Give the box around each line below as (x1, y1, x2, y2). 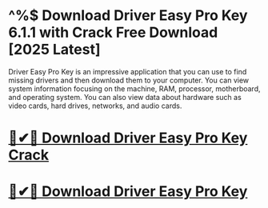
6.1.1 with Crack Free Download (8, 23, 218, 42)
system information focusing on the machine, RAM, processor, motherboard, (8, 83, 262, 94)
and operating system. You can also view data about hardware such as (8, 92, 242, 102)
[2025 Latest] (8, 41, 101, 58)
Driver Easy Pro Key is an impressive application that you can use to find (8, 66, 247, 76)
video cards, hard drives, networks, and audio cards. (8, 101, 182, 110)
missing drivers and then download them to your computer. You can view (8, 75, 250, 85)
